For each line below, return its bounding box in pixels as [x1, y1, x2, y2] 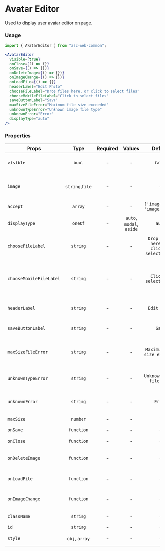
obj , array [67, 535, 90, 542]
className [7, 514, 30, 519]
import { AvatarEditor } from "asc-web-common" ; [5, 43, 107, 48]
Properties [5, 132, 31, 139]
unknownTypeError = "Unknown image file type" [9, 107, 102, 112]
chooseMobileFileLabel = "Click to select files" [9, 93, 109, 98]
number [71, 416, 86, 422]
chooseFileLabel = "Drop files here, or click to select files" [9, 89, 139, 94]
